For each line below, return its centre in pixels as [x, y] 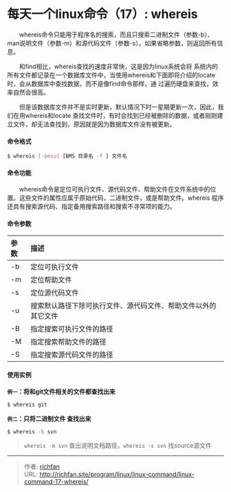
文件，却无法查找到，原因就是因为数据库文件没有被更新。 [94, 124]
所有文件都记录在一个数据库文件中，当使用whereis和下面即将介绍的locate [111, 75]
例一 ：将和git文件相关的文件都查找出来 [61, 391]
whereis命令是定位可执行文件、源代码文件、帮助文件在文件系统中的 [114, 189]
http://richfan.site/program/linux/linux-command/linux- [117, 474]
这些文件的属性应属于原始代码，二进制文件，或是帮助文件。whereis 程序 [121, 198]
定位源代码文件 [55, 293]
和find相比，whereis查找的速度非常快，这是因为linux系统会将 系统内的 [119, 66]
